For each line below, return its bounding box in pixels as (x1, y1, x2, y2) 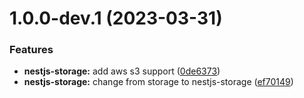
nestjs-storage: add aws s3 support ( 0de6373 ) (23, 65, 221, 77)
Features (9, 43, 54, 57)
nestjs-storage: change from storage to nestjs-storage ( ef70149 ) (23, 76, 294, 88)
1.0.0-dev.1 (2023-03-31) (9, 7, 223, 30)
